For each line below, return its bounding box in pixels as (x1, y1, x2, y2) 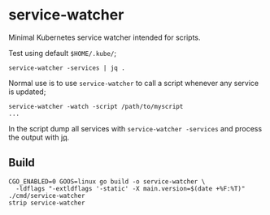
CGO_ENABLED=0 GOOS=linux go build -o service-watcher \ (8, 177, 206, 186)
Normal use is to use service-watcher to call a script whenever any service (8, 78, 259, 88)
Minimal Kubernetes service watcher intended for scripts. (8, 32, 201, 42)
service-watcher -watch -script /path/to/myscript (8, 102, 184, 110)
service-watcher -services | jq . (8, 63, 126, 72)
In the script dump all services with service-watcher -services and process (8, 123, 263, 133)
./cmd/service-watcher (8, 191, 85, 200)
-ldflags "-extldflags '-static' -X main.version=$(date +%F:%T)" (15, 184, 246, 192)
